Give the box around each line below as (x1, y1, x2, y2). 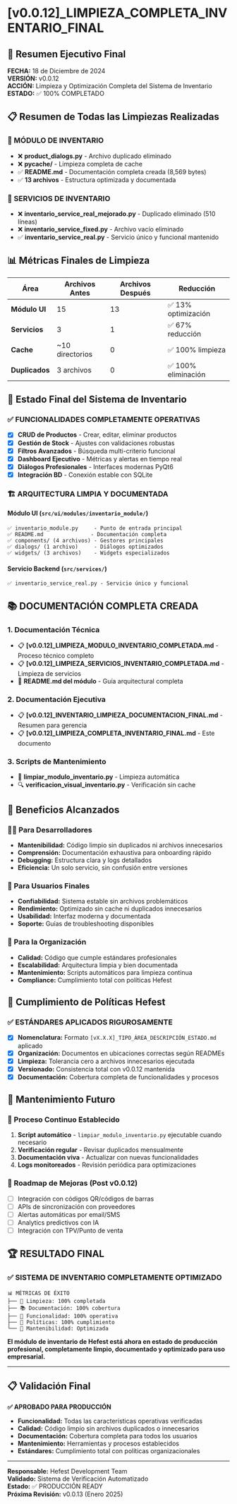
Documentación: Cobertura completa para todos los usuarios (17, 1431, 197, 1440)
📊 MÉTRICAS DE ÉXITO (7, 1290, 70, 1297)
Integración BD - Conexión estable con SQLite (17, 471, 153, 479)
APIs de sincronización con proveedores (17, 1202, 135, 1211)
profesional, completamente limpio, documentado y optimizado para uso (7, 1345, 226, 1353)
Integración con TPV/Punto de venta (17, 1226, 123, 1235)
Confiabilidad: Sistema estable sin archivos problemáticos (17, 897, 188, 906)
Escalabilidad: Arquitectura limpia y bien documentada (17, 961, 178, 969)
